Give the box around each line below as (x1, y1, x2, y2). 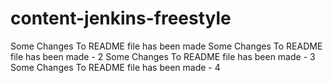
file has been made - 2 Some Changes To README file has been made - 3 (10, 50, 316, 62)
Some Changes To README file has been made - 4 (10, 61, 221, 73)
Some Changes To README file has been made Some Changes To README (10, 40, 323, 52)
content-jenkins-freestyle (10, 7, 232, 30)
